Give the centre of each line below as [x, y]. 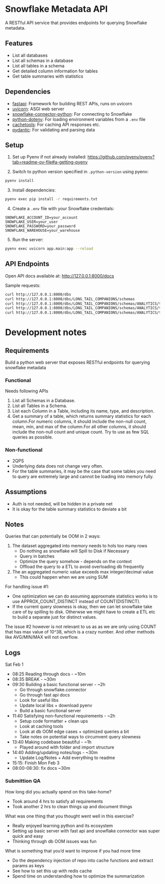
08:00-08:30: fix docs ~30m [41, 768]
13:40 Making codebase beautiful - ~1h [52, 742]
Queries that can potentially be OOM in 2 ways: [53, 536]
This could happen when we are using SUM [64, 577]
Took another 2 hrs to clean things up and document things [72, 806]
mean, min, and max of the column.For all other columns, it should [79, 427]
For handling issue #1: [27, 587]
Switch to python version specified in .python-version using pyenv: [80, 172]
